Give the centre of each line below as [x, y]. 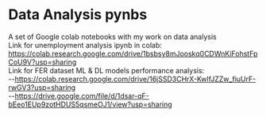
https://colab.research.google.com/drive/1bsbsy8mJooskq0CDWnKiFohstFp [133, 53]
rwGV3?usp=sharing [42, 87]
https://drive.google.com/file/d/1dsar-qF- [82, 96]
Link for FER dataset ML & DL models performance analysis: [106, 70]
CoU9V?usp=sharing [42, 62]
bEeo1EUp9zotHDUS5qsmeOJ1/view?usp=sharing [90, 104]
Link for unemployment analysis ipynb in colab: [85, 45]
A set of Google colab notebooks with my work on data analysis [112, 37]
